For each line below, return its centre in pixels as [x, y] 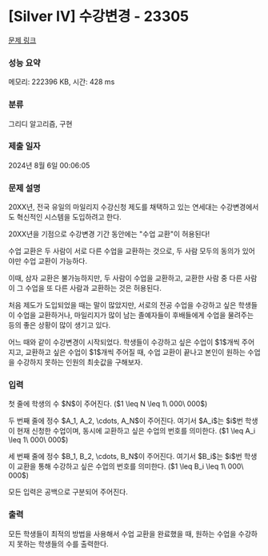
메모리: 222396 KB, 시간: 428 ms [62, 82]
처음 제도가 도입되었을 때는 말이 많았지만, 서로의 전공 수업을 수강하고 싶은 [122, 305]
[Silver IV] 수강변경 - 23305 [99, 16]
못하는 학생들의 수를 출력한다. [63, 544]
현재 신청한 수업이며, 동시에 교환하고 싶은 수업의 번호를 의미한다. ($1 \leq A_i [136, 431]
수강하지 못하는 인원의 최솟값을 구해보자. [80, 362]
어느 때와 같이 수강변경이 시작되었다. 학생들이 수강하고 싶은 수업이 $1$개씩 [124, 342]
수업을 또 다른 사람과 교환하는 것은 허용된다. [94, 288]
